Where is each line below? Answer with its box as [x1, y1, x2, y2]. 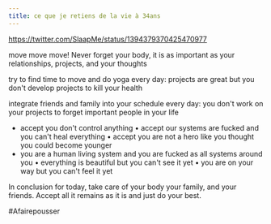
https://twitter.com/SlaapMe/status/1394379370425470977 [8, 34, 208, 44]
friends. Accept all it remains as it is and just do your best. [8, 190, 202, 200]
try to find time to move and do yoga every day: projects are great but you [8, 74, 255, 84]
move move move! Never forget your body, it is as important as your [8, 50, 235, 59]
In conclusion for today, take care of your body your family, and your [8, 182, 237, 192]
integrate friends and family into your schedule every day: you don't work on [8, 98, 264, 108]
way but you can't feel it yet [19, 166, 113, 175]
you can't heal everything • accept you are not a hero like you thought [19, 131, 255, 141]
